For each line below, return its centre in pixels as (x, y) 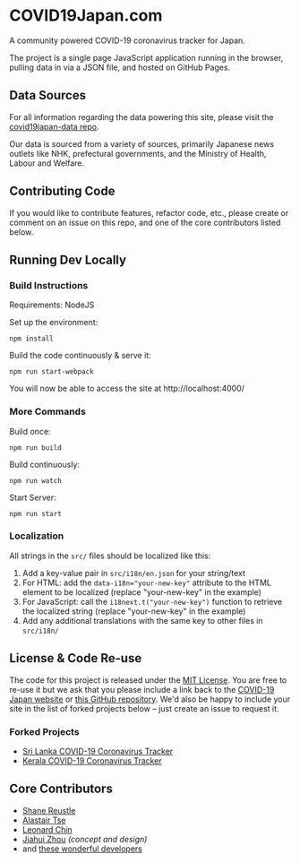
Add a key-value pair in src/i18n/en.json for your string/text (134, 573)
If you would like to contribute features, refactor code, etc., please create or (149, 212)
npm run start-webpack (51, 372)
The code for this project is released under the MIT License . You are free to (148, 680)
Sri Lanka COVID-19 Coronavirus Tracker (98, 751)
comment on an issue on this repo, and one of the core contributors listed (145, 222)
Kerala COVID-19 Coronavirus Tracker (92, 760)
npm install (31, 339)
